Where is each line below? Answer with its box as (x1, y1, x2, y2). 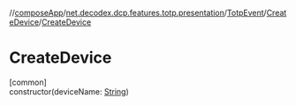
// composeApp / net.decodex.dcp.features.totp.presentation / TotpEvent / (9, 8, 267, 18)
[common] (9, 77, 47, 87)
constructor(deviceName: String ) (9, 86, 130, 96)
